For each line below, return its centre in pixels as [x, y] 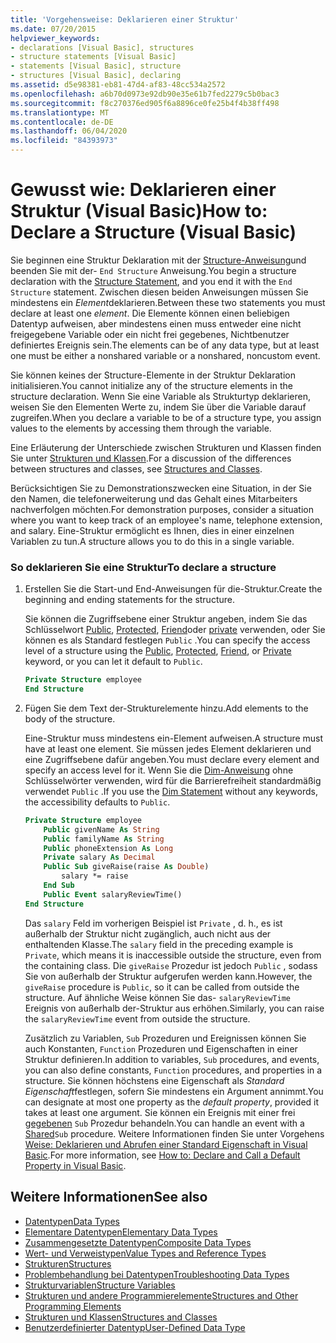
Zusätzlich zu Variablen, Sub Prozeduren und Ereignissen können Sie [165, 1038]
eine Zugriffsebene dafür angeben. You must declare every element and [172, 759]
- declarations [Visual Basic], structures [102, 47]
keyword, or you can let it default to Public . [113, 662]
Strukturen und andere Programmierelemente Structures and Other [161, 1295]
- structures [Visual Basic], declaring [96, 76]
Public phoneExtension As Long [108, 848]
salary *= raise [95, 876]
